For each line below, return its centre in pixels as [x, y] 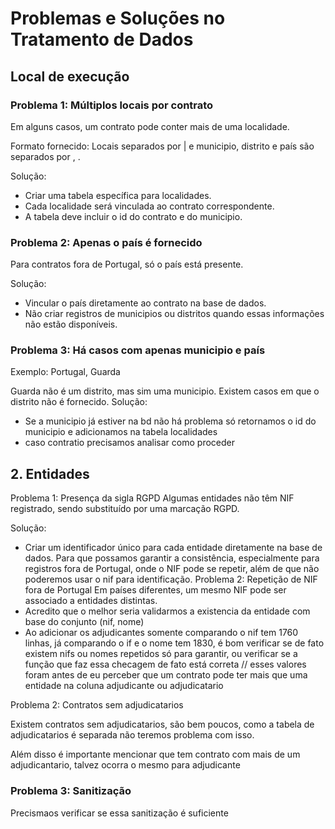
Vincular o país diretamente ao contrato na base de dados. [145, 303]
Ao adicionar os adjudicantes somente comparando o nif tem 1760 [161, 633]
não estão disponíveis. [71, 324]
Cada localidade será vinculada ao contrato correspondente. [149, 206]
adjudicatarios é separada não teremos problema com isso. [132, 735]
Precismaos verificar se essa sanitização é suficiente [119, 813]
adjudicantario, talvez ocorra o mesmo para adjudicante [125, 765]
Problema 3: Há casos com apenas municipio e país [138, 350]
